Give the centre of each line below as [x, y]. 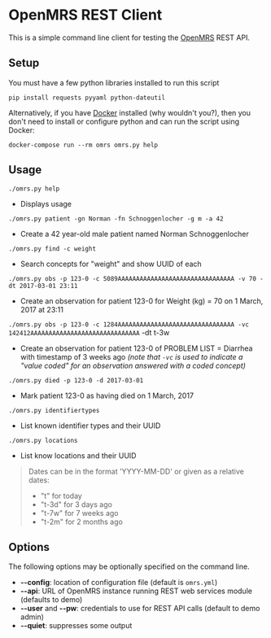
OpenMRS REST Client [85, 15]
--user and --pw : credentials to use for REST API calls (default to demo [140, 609]
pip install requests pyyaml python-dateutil [87, 98]
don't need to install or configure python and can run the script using [124, 121]
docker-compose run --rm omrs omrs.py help [83, 145]
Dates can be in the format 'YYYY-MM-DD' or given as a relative [136, 471]
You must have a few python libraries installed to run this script [114, 82]
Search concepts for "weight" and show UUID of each [111, 264]
